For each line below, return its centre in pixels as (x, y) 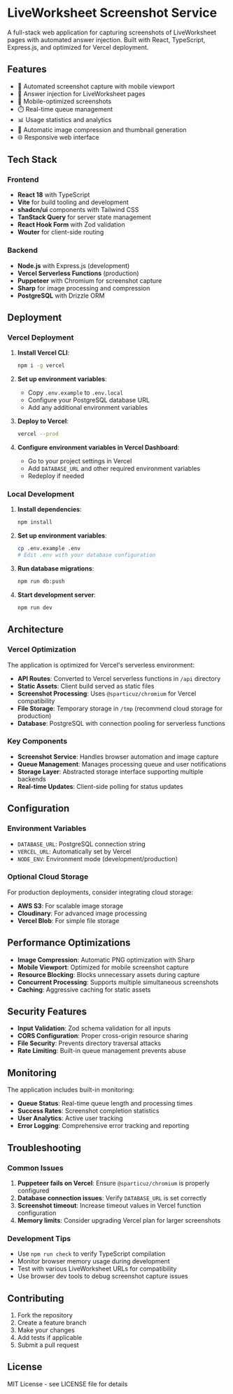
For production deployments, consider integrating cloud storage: (100, 892)
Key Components (37, 741)
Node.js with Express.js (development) (73, 265)
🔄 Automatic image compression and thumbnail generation (102, 130)
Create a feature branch (52, 1323)
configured (33, 1190)
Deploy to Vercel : (43, 421)
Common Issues (36, 1168)
